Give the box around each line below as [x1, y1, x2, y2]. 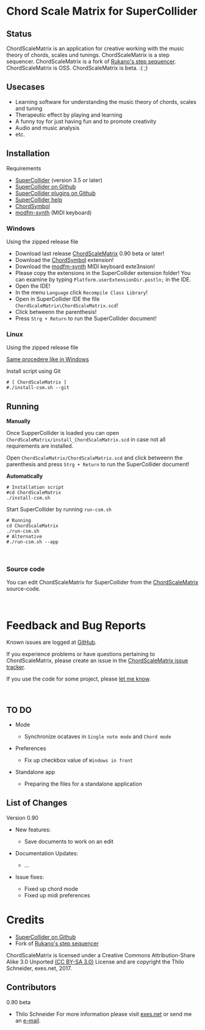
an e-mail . [15, 1017, 41, 1024]
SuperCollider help [15, 195, 63, 203]
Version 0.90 [6, 814, 38, 821]
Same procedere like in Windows [6, 356, 90, 363]
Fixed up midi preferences [24, 891, 90, 899]
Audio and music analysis [15, 124, 80, 131]
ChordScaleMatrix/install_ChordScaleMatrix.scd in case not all [6, 436, 166, 444]
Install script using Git [6, 368, 61, 375]
